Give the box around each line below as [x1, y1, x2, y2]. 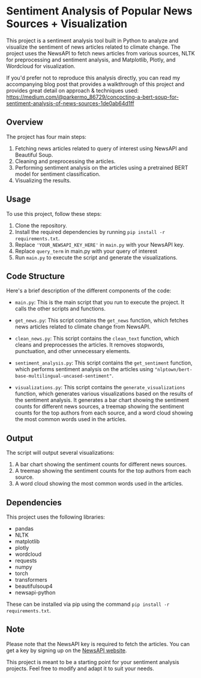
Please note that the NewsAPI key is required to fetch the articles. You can [6, 640, 190, 647]
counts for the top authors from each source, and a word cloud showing [14, 409, 193, 416]
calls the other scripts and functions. [14, 305, 106, 312]
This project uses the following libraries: [6, 513, 105, 520]
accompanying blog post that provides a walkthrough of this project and [6, 80, 185, 88]
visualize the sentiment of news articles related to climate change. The [6, 43, 181, 51]
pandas [14, 525, 34, 532]
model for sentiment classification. [14, 170, 101, 177]
